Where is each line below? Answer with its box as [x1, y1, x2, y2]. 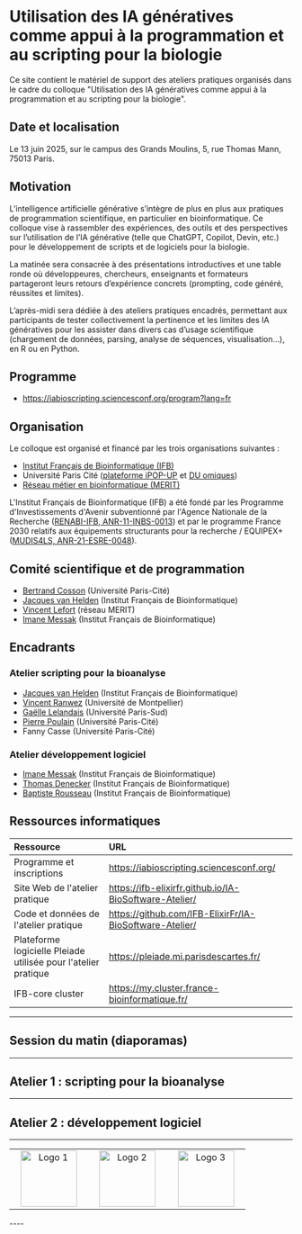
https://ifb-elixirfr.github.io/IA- [108, 881, 240, 894]
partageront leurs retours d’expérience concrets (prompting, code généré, [9, 277, 284, 289]
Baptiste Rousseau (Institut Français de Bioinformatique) [22, 788, 231, 798]
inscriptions [13, 867, 64, 879]
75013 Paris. [9, 153, 56, 164]
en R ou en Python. [9, 343, 80, 354]
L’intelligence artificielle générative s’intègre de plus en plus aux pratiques [9, 203, 284, 213]
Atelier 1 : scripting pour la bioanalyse [9, 1074, 225, 1089]
